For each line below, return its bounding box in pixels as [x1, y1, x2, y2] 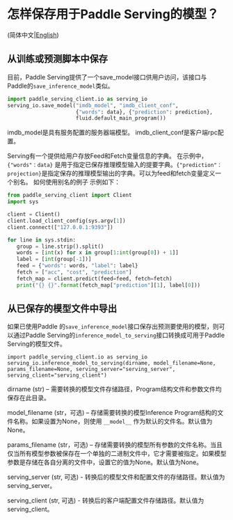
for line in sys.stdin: [7, 236, 77, 244]
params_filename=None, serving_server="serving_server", [7, 366, 176, 373]
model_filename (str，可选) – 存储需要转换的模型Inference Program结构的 [7, 409, 218, 417]
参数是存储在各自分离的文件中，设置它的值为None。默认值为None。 [7, 458, 203, 466]
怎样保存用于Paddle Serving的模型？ [7, 6, 219, 22]
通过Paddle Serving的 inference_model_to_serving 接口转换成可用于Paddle [13, 331, 225, 340]
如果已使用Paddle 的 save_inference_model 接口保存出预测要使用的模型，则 [7, 322, 219, 331]
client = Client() [7, 211, 61, 218]
